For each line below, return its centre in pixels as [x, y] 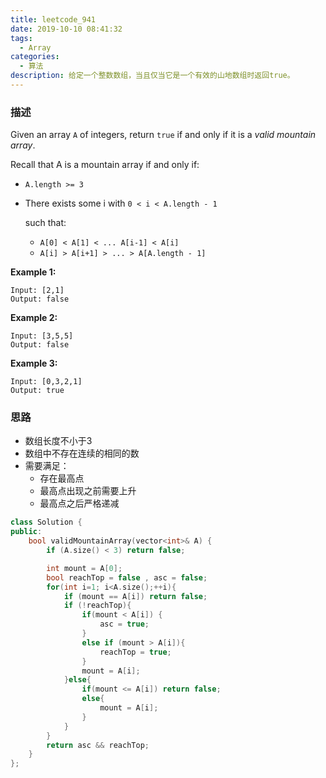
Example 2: [34, 318]
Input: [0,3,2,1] [46, 382]
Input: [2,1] [37, 291]
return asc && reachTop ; [98, 745]
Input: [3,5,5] [42, 336]
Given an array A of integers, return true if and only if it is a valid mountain [163, 135]
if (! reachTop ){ [97, 606]
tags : [21, 38]
